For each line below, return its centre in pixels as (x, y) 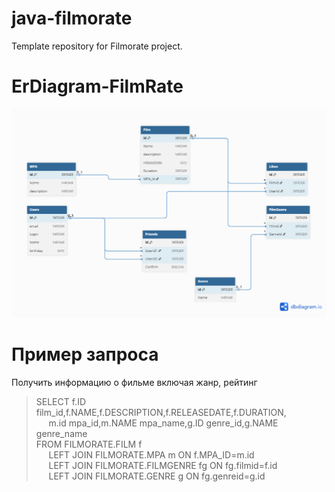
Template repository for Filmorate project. (97, 46)
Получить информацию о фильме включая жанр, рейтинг (134, 382)
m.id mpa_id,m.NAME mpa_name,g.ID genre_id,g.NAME (163, 423)
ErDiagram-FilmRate (97, 86)
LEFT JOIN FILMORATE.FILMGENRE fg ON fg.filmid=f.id (163, 465)
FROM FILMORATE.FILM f (89, 444)
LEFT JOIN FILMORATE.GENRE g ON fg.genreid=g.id (157, 476)
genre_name (61, 433)
